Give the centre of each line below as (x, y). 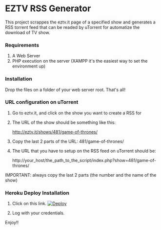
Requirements (22, 45)
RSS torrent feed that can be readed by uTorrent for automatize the (72, 27)
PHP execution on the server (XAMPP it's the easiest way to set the (80, 61)
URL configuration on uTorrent (42, 102)
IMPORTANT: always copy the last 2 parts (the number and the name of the (81, 175)
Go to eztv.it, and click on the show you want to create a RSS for (77, 113)
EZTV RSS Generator (48, 9)
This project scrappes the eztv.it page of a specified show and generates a (80, 22)
